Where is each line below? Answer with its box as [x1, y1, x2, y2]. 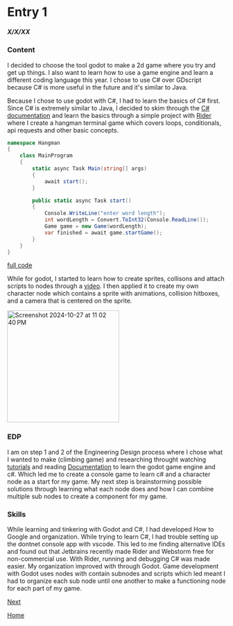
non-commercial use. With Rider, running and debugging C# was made [7, 555, 210, 563]
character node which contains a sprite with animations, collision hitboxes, [7, 289, 221, 298]
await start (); [44, 178, 89, 185]
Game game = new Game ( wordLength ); [44, 223, 148, 230]
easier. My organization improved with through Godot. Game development [7, 562, 219, 570]
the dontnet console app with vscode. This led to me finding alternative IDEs [7, 540, 225, 548]
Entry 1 [7, 4, 48, 20]
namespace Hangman [7, 139, 60, 146]
